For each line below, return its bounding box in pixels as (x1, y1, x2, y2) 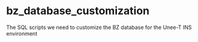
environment (6, 30, 38, 37)
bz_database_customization (6, 4, 150, 18)
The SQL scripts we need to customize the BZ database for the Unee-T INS (6, 24, 192, 31)
